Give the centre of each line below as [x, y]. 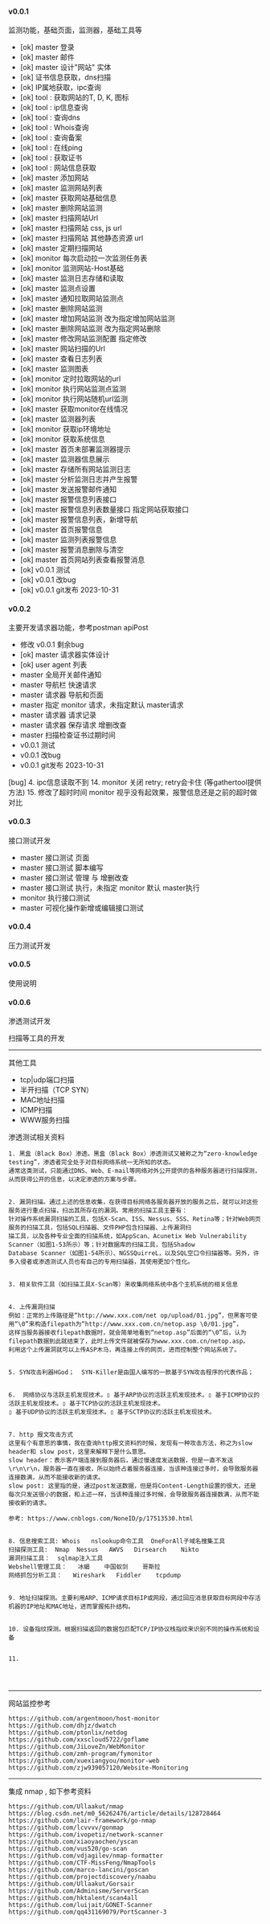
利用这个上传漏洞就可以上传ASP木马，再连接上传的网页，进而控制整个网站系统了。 [125, 1350]
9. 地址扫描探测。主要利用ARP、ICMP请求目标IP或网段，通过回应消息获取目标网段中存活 [135, 1598]
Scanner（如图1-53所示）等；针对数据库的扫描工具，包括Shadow [102, 1245]
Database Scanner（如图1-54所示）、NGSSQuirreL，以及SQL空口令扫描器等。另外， [131, 1253]
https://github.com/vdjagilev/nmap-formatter [86, 1856]
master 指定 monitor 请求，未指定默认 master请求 [102, 705]
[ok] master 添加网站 [54, 178]
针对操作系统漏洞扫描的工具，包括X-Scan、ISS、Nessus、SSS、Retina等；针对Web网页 [135, 1219]
